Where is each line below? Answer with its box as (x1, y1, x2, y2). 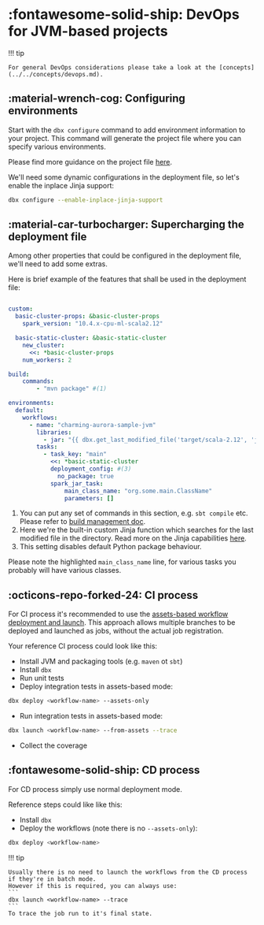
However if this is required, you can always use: (8, 882, 178, 890)
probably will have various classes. (8, 566, 122, 575)
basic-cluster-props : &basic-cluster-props (15, 313, 159, 321)
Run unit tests (19, 674, 64, 683)
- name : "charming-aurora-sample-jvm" (28, 421, 156, 429)
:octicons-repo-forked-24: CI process (8, 589, 199, 602)
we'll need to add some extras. (8, 259, 108, 269)
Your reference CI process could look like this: (8, 641, 158, 651)
